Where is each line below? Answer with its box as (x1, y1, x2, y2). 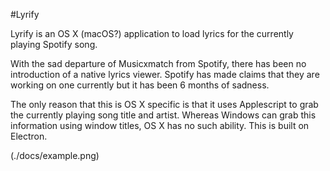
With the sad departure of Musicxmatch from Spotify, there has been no (10, 58, 307, 69)
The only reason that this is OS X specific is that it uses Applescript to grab (10, 99, 319, 110)
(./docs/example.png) (10, 150, 100, 161)
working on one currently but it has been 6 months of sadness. (10, 79, 270, 91)
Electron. (10, 130, 48, 142)
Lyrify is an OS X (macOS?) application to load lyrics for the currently (10, 28, 294, 39)
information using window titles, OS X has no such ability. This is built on (10, 120, 310, 131)
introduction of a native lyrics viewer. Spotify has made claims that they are (10, 69, 320, 80)
